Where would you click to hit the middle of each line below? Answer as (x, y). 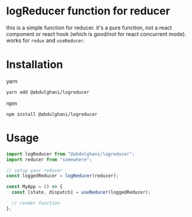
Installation (35, 65)
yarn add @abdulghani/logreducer (48, 92)
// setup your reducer (34, 170)
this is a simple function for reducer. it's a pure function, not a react (89, 28)
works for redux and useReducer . (46, 40)
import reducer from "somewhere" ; (49, 159)
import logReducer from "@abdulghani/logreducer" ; (71, 154)
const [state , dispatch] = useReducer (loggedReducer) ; (81, 192)
